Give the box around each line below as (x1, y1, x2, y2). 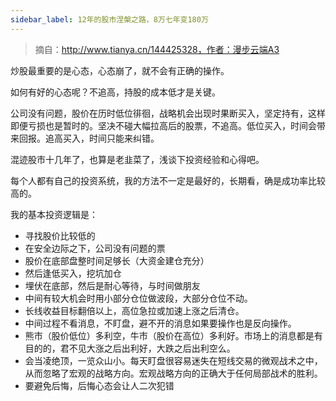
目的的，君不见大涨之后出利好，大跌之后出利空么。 (24, 342, 236, 354)
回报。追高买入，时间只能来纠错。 (18, 132, 160, 144)
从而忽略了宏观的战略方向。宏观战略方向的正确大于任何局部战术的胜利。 (24, 367, 323, 379)
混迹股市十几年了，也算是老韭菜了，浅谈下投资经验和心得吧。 (10, 153, 265, 165)
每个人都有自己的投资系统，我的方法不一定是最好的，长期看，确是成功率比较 (10, 174, 326, 186)
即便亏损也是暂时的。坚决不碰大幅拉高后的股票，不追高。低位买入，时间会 (10, 119, 317, 131)
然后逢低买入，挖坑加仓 (24, 267, 122, 279)
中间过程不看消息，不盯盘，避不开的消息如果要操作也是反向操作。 (24, 317, 297, 329)
